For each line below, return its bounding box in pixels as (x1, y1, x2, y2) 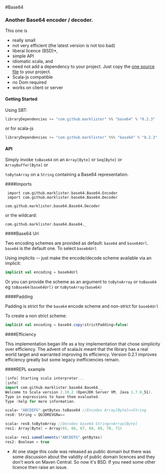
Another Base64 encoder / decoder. (5, 16, 94, 23)
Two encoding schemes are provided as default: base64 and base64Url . (5, 240, 149, 246)
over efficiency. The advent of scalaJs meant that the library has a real (5, 346, 149, 352)
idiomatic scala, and (12, 58, 53, 64)
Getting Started (5, 96, 38, 102)
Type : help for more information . (5, 399, 76, 404)
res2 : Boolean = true (5, 439, 50, 444)
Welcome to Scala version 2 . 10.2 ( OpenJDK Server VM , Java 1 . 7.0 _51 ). (5, 389, 153, 395)
